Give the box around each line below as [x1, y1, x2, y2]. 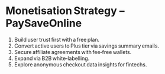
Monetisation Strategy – [5, 4, 125, 18]
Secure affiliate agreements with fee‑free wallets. [14, 48, 132, 55]
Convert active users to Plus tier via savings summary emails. [14, 42, 160, 49]
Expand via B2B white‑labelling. [14, 55, 90, 62]
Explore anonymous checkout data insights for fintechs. [14, 60, 147, 68]
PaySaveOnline [5, 16, 82, 30]
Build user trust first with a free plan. [14, 36, 100, 43]
